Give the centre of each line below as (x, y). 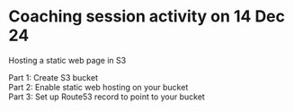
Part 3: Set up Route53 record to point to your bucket (107, 97)
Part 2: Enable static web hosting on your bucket (98, 87)
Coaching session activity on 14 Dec (147, 17)
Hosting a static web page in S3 (67, 60)
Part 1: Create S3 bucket (53, 77)
